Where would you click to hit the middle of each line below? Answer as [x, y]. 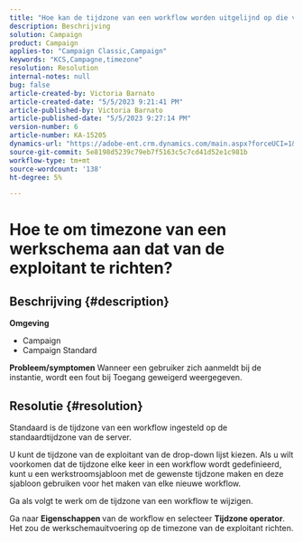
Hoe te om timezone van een [118, 230]
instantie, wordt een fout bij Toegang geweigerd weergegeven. [126, 378]
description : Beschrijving [60, 26]
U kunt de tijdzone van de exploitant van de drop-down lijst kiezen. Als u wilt [151, 455]
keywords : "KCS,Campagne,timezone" [76, 60]
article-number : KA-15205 [58, 135]
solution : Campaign [46, 34]
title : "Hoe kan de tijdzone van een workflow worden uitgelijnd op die [149, 18]
